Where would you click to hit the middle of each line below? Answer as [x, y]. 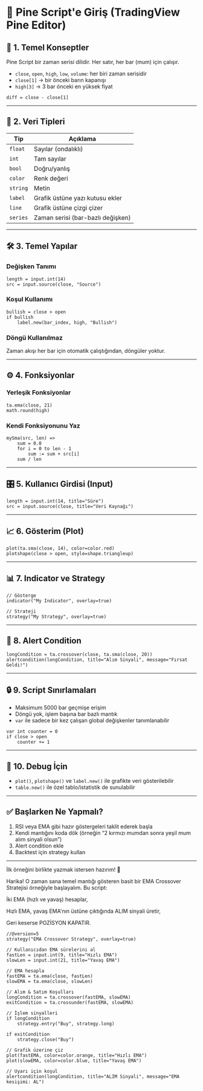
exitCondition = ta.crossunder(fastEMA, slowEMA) [70, 1002]
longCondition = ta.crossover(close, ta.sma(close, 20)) [79, 655]
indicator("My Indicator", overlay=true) [59, 600]
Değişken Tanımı [31, 266]
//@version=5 [23, 934]
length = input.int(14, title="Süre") [55, 501]
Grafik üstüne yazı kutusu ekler [78, 198]
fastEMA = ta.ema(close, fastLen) [50, 976]
